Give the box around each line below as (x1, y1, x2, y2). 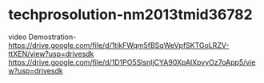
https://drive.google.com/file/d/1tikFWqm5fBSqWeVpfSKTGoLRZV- (8, 40, 230, 49)
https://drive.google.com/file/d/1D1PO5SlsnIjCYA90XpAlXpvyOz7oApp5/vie (8, 57, 256, 67)
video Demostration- (8, 32, 77, 41)
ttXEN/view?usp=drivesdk (8, 49, 94, 58)
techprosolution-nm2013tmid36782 (8, 6, 254, 24)
